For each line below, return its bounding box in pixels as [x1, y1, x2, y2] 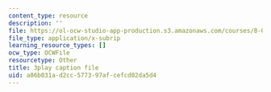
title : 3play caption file [8, 64, 99, 72]
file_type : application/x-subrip [8, 34, 121, 42]
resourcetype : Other [8, 57, 78, 65]
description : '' [8, 19, 63, 27]
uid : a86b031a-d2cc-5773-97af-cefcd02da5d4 [8, 71, 157, 79]
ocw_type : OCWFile [8, 49, 70, 57]
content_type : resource [8, 11, 89, 20]
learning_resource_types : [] [8, 42, 106, 50]
